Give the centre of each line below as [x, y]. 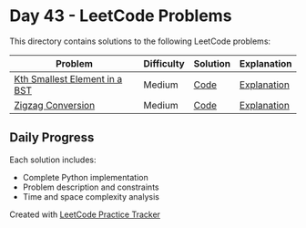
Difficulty [164, 63]
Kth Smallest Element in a [68, 78]
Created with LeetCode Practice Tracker [85, 214]
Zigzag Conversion [55, 105]
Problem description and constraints [91, 187]
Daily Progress [52, 138]
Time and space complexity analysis [91, 196]
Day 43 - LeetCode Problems [121, 16]
